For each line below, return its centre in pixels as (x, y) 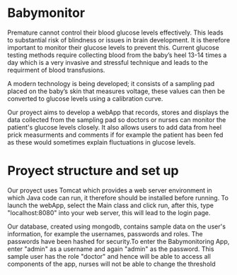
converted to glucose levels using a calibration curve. (85, 98)
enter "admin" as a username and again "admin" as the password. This (111, 249)
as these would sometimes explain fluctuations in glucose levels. (102, 142)
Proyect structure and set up (93, 171)
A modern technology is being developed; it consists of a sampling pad (111, 83)
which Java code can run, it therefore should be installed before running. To (118, 197)
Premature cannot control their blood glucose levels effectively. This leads (116, 32)
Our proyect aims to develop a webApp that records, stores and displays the (118, 112)
